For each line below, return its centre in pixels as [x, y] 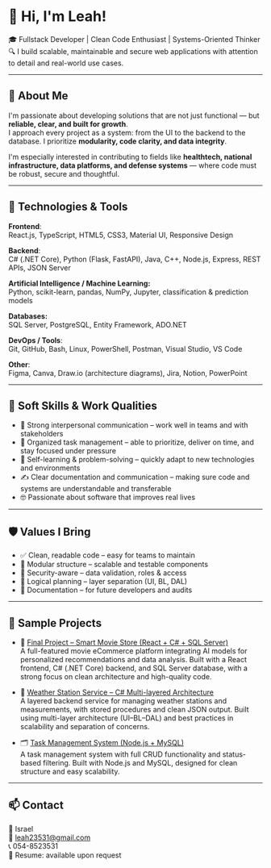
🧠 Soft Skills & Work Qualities [83, 405]
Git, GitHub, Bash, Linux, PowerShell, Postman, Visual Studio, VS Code [125, 348]
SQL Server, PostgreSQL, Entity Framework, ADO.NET [98, 324]
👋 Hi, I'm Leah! [58, 17]
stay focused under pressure [68, 451]
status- [234, 754]
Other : [19, 364]
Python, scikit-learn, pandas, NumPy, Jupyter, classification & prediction [128, 292]
